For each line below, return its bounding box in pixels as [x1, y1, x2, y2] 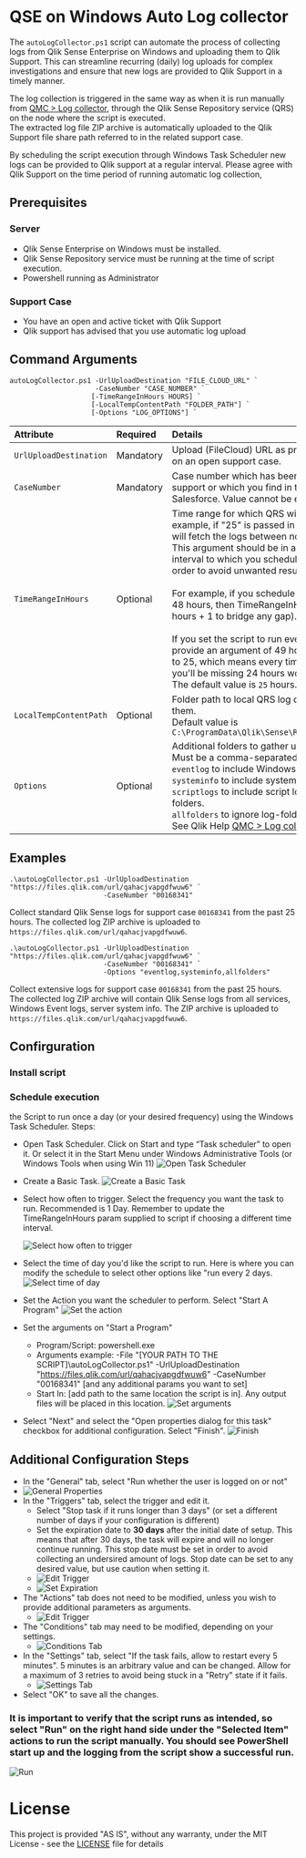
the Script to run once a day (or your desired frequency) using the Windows [9, 1111, 294, 1122]
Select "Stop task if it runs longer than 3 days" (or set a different [36, 1504, 278, 1515]
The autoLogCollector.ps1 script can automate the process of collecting [9, 36, 280, 47]
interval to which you [171, 552, 261, 565]
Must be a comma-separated [171, 750, 298, 763]
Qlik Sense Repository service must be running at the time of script [22, 253, 275, 263]
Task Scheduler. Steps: [9, 1121, 96, 1132]
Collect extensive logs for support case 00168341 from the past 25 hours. [9, 983, 282, 995]
